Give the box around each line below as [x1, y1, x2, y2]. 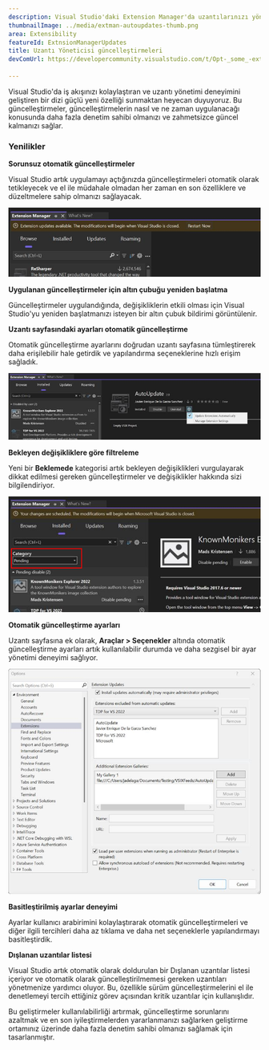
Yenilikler [8, 140, 46, 152]
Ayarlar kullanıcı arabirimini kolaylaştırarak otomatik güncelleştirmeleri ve [8, 918, 248, 927]
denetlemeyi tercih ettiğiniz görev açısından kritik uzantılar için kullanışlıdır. [8, 991, 255, 1001]
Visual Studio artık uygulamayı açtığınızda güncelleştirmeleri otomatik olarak [8, 175, 259, 184]
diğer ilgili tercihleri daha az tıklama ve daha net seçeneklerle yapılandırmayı [8, 926, 260, 936]
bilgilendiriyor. [8, 480, 55, 490]
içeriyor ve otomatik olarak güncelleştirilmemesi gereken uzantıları [8, 975, 227, 984]
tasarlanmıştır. [8, 1032, 55, 1042]
